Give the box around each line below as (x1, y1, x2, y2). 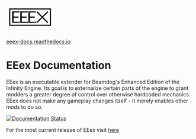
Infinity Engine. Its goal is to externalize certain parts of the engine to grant (6, 85, 189, 92)
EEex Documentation (6, 59, 111, 72)
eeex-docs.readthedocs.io (6, 38, 71, 45)
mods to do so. (6, 103, 43, 111)
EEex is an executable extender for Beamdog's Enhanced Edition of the (6, 78, 180, 85)
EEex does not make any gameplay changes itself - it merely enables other (6, 97, 188, 104)
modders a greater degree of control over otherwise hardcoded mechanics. (6, 90, 191, 98)
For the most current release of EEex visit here (6, 126, 120, 133)
